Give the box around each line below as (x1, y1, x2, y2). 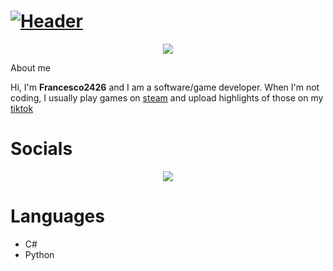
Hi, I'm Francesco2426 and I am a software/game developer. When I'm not (10, 81, 320, 93)
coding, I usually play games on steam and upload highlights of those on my (10, 91, 324, 104)
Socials (10, 138, 73, 160)
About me (10, 61, 51, 74)
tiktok (10, 102, 34, 114)
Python (24, 248, 55, 260)
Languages (10, 205, 105, 228)
